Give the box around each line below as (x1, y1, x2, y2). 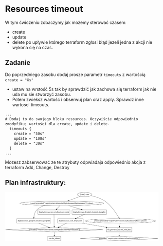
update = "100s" (14, 136, 47, 141)
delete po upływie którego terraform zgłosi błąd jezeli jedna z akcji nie (12, 39, 152, 45)
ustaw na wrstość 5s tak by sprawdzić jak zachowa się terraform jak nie (12, 86, 157, 92)
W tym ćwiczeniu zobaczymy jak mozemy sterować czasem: (5, 19, 127, 25)
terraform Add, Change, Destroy (5, 164, 70, 170)
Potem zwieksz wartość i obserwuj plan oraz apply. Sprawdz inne (12, 96, 144, 102)
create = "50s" (14, 131, 45, 136)
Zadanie (5, 58, 31, 67)
